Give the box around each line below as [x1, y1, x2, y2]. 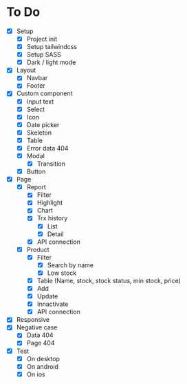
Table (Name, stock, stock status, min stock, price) [36, 276, 181, 285]
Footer [26, 81, 45, 90]
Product [26, 245, 49, 253]
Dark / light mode [26, 58, 76, 66]
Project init [26, 35, 58, 43]
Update [36, 292, 58, 300]
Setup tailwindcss [26, 43, 77, 51]
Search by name [47, 260, 94, 269]
